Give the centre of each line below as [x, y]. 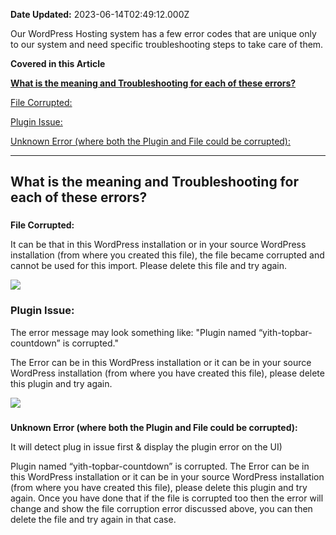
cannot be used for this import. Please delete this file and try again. [149, 266]
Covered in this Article [58, 63]
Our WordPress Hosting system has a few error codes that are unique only [163, 33]
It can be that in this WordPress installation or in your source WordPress [158, 245]
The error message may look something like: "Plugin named [133, 332]
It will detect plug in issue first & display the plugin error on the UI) [146, 446]
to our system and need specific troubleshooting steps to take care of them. [167, 44]
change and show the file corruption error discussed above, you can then [161, 508]
